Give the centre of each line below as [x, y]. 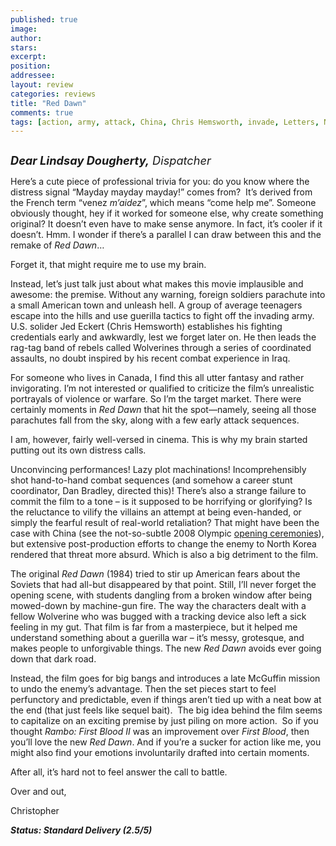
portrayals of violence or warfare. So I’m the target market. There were [156, 399]
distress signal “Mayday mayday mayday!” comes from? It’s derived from [161, 192]
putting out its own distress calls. [78, 450]
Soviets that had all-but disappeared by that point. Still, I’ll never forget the [163, 585]
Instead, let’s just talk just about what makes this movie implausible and [157, 284]
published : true [44, 19]
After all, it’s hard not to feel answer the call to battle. [119, 772]
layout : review [42, 85]
